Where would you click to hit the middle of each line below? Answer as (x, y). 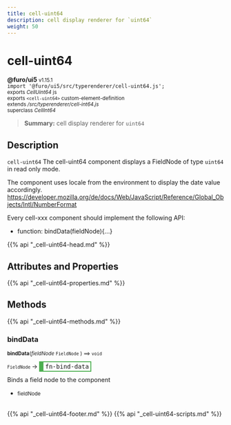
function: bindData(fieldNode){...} (64, 232)
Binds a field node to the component (59, 380)
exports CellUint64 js (32, 93)
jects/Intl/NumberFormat (42, 205)
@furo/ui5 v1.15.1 (30, 79)
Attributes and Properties (63, 266)
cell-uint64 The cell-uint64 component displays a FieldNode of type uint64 (115, 162)
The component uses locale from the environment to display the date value (114, 182)
